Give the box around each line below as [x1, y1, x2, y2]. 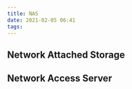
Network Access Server [7, 72, 113, 84]
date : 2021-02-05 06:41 [7, 17, 76, 24]
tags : [7, 23, 23, 30]
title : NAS [7, 10, 39, 17]
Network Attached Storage [7, 49, 126, 60]
